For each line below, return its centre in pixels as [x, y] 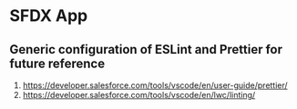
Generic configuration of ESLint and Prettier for [146, 50]
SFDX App [49, 16]
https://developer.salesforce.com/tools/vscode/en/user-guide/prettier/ [155, 85]
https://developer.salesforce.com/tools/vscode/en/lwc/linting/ [139, 95]
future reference [57, 63]
